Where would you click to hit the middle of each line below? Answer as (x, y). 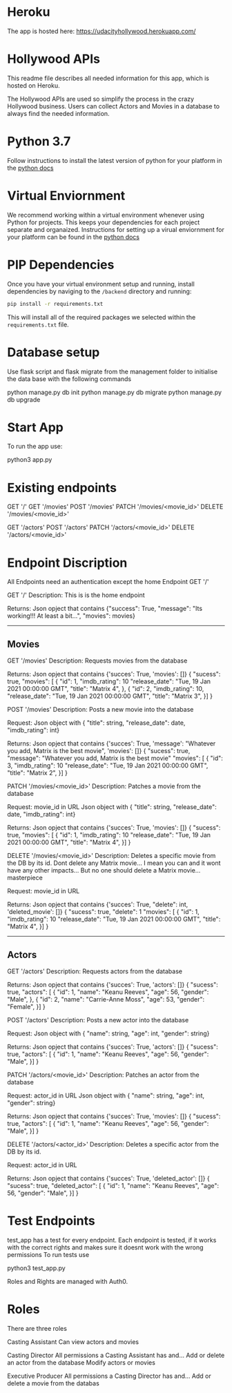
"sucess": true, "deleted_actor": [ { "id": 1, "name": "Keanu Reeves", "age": (113, 1185)
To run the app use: (35, 447)
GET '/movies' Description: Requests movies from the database (97, 661)
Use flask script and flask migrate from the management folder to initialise (113, 371)
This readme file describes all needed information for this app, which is (108, 78)
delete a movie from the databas (54, 1383)
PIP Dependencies (61, 265)
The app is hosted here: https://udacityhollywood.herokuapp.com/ (101, 31)
